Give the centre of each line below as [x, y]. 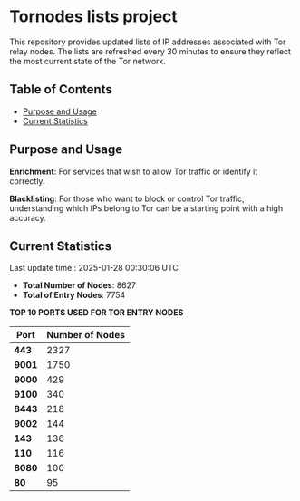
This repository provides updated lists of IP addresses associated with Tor [148, 42]
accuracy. [28, 217]
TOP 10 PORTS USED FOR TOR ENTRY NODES [97, 313]
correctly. [27, 181]
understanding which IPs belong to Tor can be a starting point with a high [146, 208]
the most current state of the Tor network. [87, 61]
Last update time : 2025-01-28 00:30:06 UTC [94, 268]
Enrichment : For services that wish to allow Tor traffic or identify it [134, 171]
